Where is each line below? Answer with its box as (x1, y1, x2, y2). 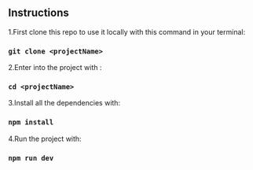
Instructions (8, 6, 69, 20)
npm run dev (8, 153, 54, 162)
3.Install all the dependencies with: (8, 98, 120, 108)
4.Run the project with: (8, 134, 82, 143)
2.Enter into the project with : (8, 63, 102, 72)
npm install (8, 118, 54, 127)
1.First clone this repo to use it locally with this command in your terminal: (8, 27, 246, 36)
